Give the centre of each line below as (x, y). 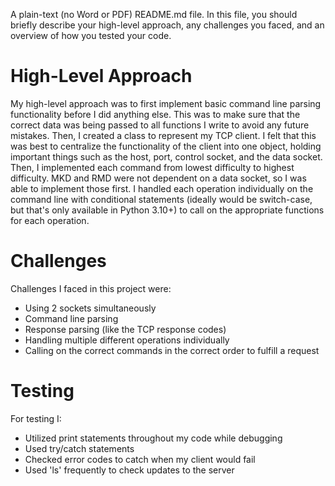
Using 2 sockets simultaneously (90, 308)
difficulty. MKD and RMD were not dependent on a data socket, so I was (158, 178)
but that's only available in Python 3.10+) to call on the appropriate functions (167, 210)
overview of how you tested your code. (91, 35)
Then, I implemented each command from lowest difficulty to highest (152, 167)
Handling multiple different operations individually (127, 340)
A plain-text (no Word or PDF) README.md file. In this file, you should (154, 14)
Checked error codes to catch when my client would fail (140, 459)
